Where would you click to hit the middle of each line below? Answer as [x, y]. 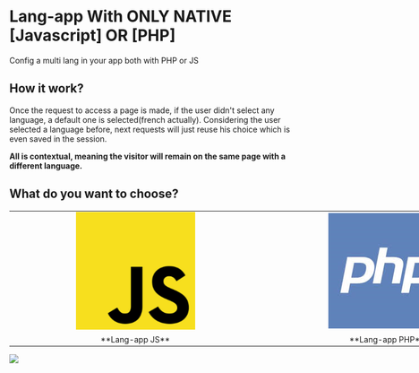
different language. [46, 165]
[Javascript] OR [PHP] [93, 35]
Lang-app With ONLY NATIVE [121, 17]
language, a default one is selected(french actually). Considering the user [145, 119]
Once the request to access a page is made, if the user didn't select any [142, 110]
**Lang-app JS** [135, 339]
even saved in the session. [58, 139]
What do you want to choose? [94, 194]
